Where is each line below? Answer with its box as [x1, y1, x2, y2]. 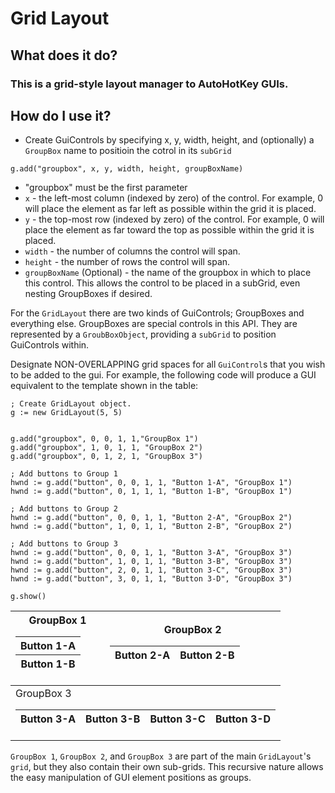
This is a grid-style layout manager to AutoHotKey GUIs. [10, 77, 289, 91]
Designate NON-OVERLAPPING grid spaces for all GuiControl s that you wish [10, 358, 326, 371]
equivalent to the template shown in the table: [10, 380, 199, 392]
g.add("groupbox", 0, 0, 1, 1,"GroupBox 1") [10, 434, 199, 444]
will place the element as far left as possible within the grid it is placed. [24, 203, 317, 215]
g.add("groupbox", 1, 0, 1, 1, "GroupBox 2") [10, 443, 203, 453]
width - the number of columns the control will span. [24, 245, 241, 257]
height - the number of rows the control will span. [24, 256, 231, 268]
